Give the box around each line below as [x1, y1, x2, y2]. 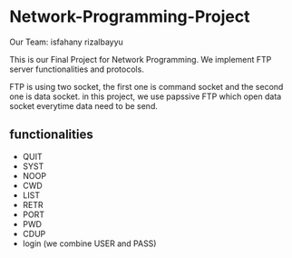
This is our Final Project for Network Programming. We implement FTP [9, 54, 272, 64]
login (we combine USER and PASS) [22, 238, 157, 249]
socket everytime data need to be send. [9, 100, 159, 111]
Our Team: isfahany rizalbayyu [9, 36, 124, 47]
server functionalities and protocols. [9, 64, 145, 74]
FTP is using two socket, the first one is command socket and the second [9, 81, 284, 92]
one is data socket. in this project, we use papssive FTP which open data [9, 91, 282, 102]
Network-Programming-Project [9, 6, 250, 27]
